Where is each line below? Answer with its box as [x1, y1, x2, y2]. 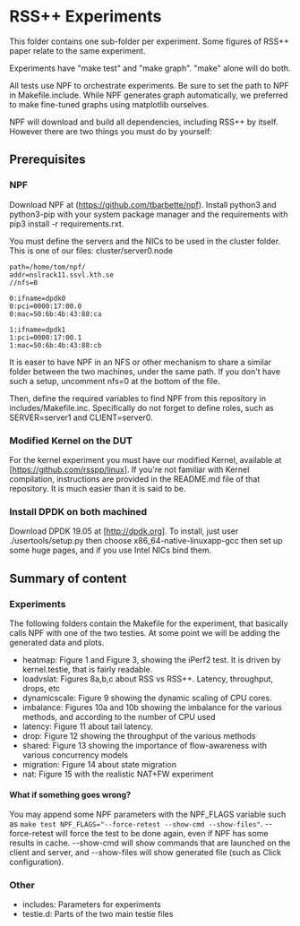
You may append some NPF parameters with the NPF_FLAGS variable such [9, 809, 287, 820]
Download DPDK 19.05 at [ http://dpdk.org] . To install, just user [9, 526, 239, 536]
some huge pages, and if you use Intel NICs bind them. [9, 544, 212, 556]
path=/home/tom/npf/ [9, 262, 87, 271]
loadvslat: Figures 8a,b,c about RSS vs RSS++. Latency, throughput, [21, 673, 274, 684]
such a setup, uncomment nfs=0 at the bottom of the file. [9, 375, 221, 386]
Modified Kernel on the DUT [9, 434, 133, 447]
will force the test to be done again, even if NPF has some [55, 828, 269, 839]
